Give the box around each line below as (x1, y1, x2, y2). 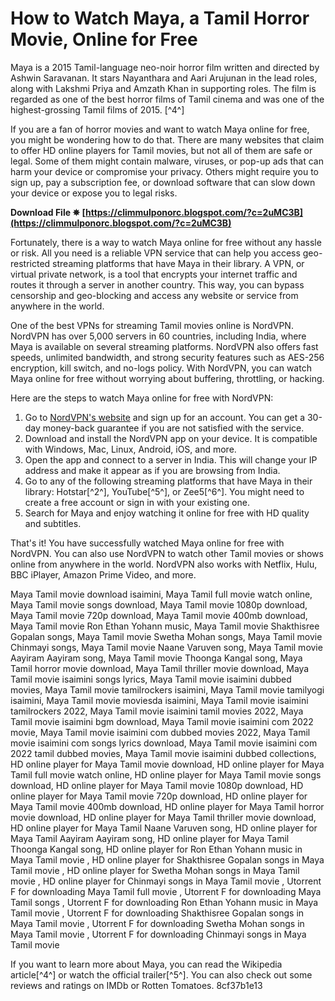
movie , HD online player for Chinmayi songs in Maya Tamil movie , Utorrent (10, 875, 322, 887)
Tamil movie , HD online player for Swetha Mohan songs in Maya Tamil (10, 864, 300, 876)
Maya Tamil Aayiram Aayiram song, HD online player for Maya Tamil (10, 832, 290, 844)
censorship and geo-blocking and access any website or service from (10, 289, 299, 301)
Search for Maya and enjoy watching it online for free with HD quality (24, 507, 310, 519)
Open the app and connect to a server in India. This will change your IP (24, 453, 318, 466)
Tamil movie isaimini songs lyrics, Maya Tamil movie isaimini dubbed (10, 673, 292, 685)
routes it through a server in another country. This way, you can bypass (10, 278, 305, 291)
